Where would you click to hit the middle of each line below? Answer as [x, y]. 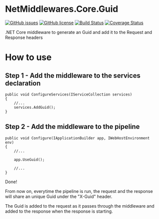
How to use [28, 57]
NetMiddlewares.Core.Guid [62, 9]
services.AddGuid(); [35, 107]
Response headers [24, 37]
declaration [23, 83]
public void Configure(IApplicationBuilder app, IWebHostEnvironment [78, 138]
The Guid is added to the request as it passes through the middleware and [80, 206]
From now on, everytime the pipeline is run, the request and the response [79, 191]
